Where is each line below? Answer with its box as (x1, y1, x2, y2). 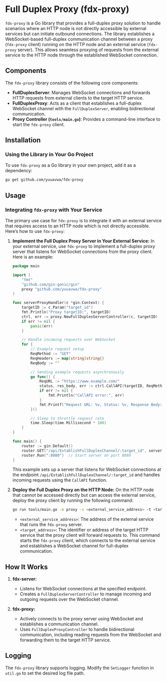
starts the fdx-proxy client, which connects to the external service (19, 537, 156, 544)
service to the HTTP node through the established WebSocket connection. (5, 52, 158, 58)
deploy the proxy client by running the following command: (12, 497, 134, 504)
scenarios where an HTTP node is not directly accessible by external (5, 25, 147, 31)
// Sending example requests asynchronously (30, 370, 125, 375)
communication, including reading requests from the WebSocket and (19, 632, 162, 638)
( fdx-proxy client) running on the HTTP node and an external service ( (5, 41, 149, 47)
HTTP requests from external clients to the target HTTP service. (12, 95, 144, 101)
